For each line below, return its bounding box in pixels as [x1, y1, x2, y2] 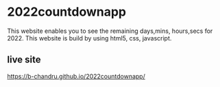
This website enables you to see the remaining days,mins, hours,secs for [7, 27, 213, 35]
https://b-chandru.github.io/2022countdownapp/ [7, 72, 145, 80]
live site [7, 54, 41, 66]
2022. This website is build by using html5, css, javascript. [7, 34, 172, 42]
